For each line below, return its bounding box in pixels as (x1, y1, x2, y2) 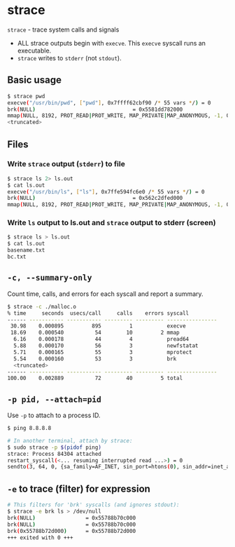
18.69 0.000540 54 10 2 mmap (10, 329, 180, 337)
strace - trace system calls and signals (7, 25, 120, 34)
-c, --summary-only (7, 273, 92, 283)
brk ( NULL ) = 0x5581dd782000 (7, 106, 183, 113)
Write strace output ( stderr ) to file (7, 159, 126, 169)
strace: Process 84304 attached (7, 450, 101, 457)
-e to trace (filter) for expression (7, 482, 150, 494)
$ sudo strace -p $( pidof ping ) (7, 444, 101, 451)
